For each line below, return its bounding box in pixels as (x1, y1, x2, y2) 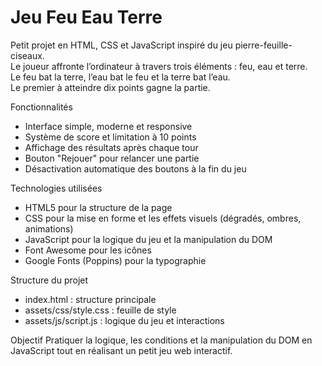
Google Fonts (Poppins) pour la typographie (24, 254, 207, 266)
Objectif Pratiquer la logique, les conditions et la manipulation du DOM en (10, 334, 313, 346)
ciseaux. (10, 49, 45, 61)
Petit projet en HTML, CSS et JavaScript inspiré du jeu (10, 39, 233, 51)
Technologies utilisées (10, 182, 103, 194)
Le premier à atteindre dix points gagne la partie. (10, 81, 211, 93)
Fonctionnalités (10, 101, 73, 113)
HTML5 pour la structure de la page (24, 201, 173, 213)
